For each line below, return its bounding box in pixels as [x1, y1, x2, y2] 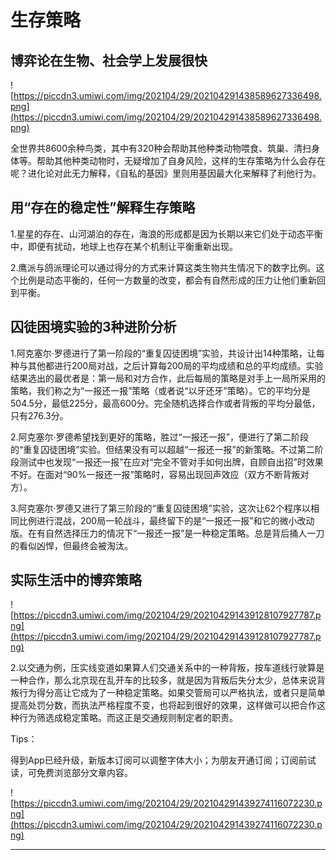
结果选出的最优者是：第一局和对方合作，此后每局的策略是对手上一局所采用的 [10, 372, 326, 384]
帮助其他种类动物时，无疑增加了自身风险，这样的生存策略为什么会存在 [36, 155, 326, 166]
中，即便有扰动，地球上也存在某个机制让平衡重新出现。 [10, 240, 238, 252]
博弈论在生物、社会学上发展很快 [10, 52, 208, 69]
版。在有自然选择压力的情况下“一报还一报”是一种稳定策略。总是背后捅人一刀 [10, 527, 325, 539]
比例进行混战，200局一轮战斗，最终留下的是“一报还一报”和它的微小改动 [18, 514, 315, 526]
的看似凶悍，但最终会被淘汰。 [10, 539, 133, 551]
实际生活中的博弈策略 [10, 572, 142, 589]
